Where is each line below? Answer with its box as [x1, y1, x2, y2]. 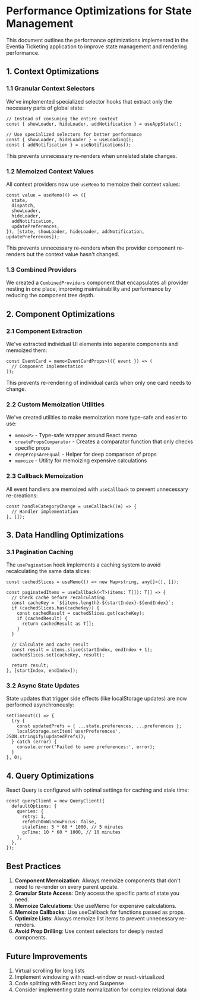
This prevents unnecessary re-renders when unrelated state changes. [6, 152, 178, 159]
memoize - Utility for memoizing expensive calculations [14, 457, 147, 464]
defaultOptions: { [11, 803, 58, 810]
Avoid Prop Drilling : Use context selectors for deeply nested [14, 928, 163, 935]
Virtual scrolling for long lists [14, 967, 85, 974]
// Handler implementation [11, 508, 78, 515]
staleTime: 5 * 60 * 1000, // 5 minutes [21, 824, 124, 830]
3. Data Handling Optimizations [6, 530, 124, 540]
